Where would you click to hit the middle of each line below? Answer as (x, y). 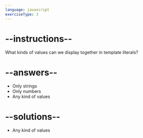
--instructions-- (39, 39)
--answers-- (31, 72)
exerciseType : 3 (22, 14)
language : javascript (27, 10)
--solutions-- (33, 116)
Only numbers (27, 92)
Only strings (25, 86)
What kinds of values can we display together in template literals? (72, 52)
